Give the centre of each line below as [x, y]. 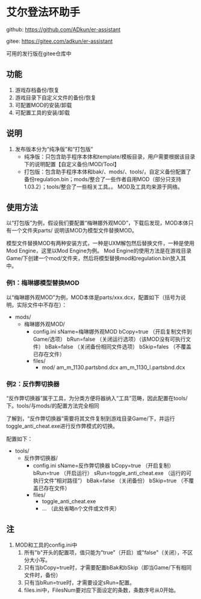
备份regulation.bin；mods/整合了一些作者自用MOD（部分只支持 [103, 179]
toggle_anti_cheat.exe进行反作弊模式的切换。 [62, 426]
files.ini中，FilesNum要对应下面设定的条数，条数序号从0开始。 [101, 590]
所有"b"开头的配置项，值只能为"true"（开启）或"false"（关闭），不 [106, 552]
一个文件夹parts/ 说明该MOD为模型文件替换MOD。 [74, 231]
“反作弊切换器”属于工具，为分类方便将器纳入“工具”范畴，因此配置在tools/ [97, 398]
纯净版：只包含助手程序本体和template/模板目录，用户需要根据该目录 [110, 157]
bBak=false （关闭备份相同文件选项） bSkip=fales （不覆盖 [118, 346]
